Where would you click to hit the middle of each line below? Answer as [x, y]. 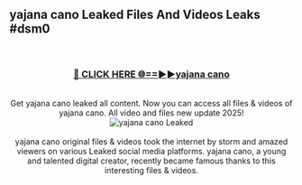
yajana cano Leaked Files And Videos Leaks [135, 15]
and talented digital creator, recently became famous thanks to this [151, 161]
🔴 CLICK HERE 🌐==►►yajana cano [151, 74]
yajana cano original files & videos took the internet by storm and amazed [151, 142]
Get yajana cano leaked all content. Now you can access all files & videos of [151, 104]
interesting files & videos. [151, 171]
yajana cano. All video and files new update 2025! [151, 113]
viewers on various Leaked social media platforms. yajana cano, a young [151, 152]
